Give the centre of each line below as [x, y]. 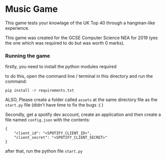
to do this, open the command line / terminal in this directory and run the [79, 76]
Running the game [28, 55]
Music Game [31, 9]
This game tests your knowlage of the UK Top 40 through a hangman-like [80, 23]
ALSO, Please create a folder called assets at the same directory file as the [81, 100]
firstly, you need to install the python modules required [61, 67]
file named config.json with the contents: [48, 120]
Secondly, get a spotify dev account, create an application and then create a [83, 114]
